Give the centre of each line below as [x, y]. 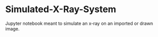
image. [12, 28]
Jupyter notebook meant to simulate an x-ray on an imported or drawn [79, 23]
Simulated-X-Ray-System [61, 9]
